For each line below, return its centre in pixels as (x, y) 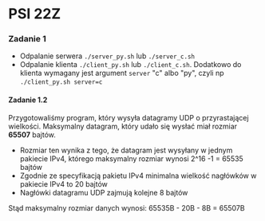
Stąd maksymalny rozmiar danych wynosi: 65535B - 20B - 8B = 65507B (127, 207)
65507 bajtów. (32, 134)
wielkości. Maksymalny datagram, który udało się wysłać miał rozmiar (123, 126)
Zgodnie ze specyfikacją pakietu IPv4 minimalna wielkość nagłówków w (138, 176)
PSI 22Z (35, 14)
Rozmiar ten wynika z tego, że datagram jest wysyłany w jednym (126, 150)
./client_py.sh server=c (61, 82)
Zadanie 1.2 (28, 100)
